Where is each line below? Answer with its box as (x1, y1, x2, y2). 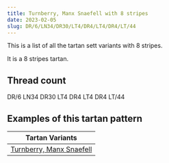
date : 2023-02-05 (7, 16, 57, 23)
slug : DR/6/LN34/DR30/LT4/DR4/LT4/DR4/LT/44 (7, 23, 136, 29)
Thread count (7, 75, 66, 86)
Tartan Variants (25, 133, 77, 142)
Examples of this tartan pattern (7, 112, 142, 124)
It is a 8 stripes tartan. (7, 55, 69, 63)
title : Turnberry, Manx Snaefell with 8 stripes (7, 10, 148, 17)
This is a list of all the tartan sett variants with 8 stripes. (7, 42, 163, 50)
